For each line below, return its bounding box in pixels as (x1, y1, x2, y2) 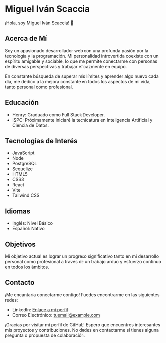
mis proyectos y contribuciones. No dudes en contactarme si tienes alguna (5, 327, 159, 333)
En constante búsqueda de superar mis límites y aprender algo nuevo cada (5, 73, 159, 79)
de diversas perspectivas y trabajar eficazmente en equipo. (5, 63, 127, 69)
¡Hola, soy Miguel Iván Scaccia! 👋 (5, 20, 74, 26)
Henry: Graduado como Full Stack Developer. (12, 111, 105, 118)
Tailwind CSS (12, 192, 40, 198)
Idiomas (5, 207, 31, 215)
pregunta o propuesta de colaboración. (5, 332, 85, 338)
